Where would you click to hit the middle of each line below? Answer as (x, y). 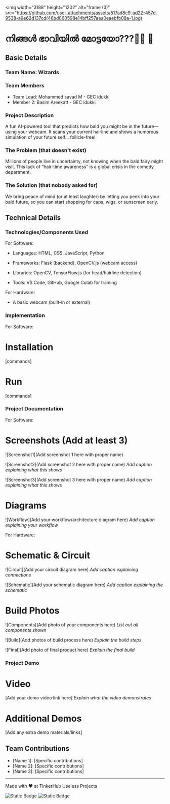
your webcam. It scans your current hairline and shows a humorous (88, 132)
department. (18, 172)
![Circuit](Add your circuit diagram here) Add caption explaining (72, 569)
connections (18, 575)
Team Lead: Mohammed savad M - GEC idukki (61, 97)
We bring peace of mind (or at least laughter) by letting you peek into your (82, 196)
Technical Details (33, 218)
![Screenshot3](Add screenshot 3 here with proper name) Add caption (79, 479)
